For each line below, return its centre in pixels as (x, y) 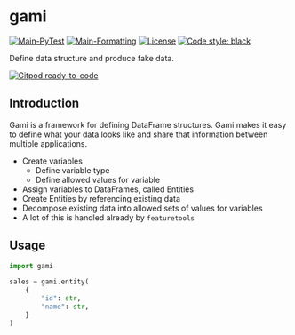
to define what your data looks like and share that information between (139, 134)
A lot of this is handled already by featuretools (108, 217)
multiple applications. (48, 143)
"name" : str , (65, 307)
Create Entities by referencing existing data (101, 198)
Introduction (44, 104)
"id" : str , (61, 299)
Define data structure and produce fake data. (92, 58)
